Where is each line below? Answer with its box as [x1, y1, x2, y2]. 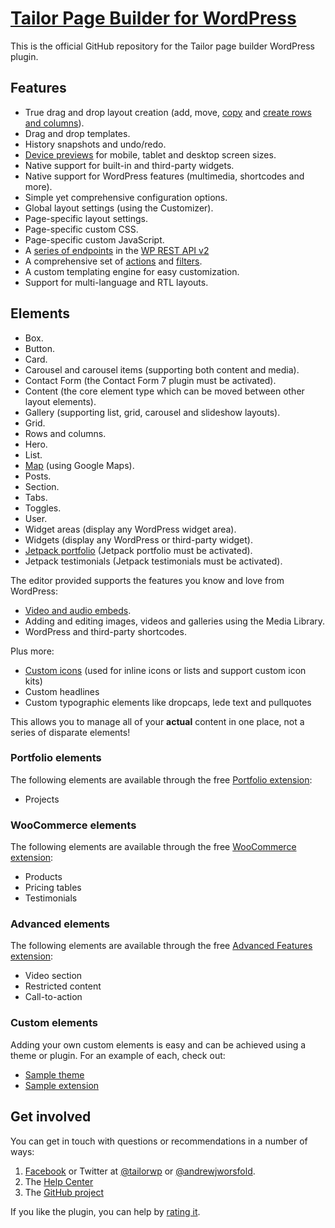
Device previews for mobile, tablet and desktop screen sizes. [24, 148, 277, 161]
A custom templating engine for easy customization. [24, 265, 240, 277]
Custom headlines [24, 685, 100, 697]
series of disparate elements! [10, 726, 131, 738]
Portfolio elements [10, 751, 102, 765]
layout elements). [24, 395, 97, 407]
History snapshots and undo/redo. [24, 138, 167, 150]
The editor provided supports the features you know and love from [10, 574, 285, 586]
